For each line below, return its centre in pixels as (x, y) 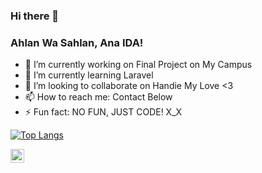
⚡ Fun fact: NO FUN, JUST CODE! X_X (103, 112)
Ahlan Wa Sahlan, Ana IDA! (77, 42)
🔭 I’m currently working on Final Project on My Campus (138, 65)
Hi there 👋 (35, 16)
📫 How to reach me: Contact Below (98, 97)
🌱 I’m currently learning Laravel (89, 75)
